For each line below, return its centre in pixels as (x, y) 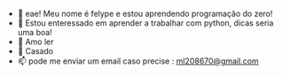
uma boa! (35, 32)
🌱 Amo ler (35, 41)
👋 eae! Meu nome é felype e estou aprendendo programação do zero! (145, 14)
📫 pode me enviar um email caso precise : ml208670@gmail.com (138, 61)
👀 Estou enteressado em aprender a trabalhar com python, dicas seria (145, 23)
